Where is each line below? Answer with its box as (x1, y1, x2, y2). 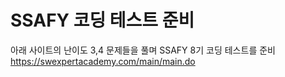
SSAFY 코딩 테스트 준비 (10, 9, 195, 32)
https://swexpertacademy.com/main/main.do (10, 55, 196, 67)
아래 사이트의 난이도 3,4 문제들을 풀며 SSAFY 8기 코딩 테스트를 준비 (10, 44, 276, 56)
